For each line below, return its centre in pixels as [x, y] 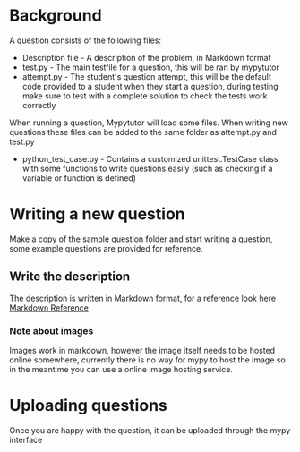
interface [26, 439]
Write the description [70, 277]
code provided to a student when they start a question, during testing [150, 86]
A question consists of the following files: [85, 40]
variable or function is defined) [79, 178]
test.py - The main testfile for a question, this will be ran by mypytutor [151, 67]
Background [56, 16]
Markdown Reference [49, 307]
